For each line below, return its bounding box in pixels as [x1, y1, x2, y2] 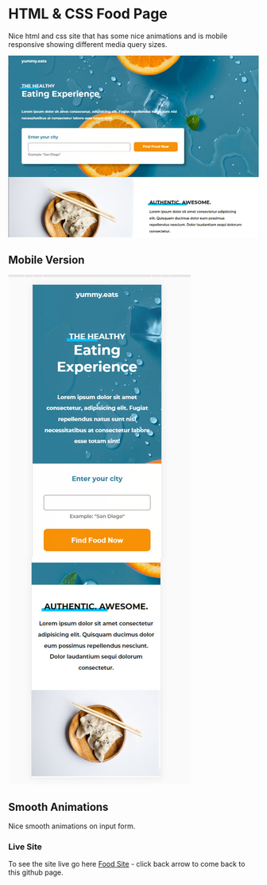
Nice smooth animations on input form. [8, 821, 136, 831]
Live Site [8, 841, 42, 852]
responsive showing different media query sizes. [8, 39, 168, 49]
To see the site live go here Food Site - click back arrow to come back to [8, 860, 246, 869]
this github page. [8, 867, 64, 877]
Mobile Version [8, 253, 85, 267]
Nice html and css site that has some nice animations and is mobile [8, 31, 228, 41]
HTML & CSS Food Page [8, 5, 168, 23]
